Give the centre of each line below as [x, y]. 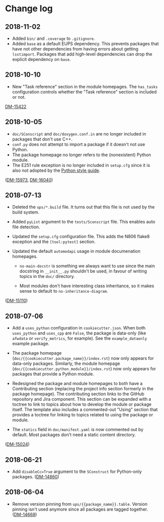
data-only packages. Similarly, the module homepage [66, 363]
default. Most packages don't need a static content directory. [74, 435]
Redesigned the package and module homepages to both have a [77, 384]
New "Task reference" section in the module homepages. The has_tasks [85, 86]
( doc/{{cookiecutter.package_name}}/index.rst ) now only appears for [83, 358]
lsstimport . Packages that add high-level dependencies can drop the [82, 54]
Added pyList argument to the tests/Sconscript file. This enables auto [84, 222]
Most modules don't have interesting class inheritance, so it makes [87, 286]
